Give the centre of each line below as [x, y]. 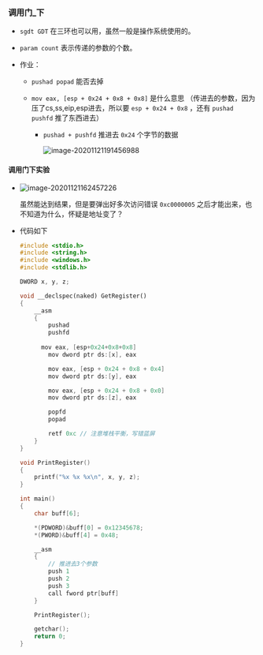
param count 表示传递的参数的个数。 [78, 48]
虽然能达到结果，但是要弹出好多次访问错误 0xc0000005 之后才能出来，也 [136, 204]
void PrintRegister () [55, 462]
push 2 [59, 578]
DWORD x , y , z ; [44, 282]
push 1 [59, 571]
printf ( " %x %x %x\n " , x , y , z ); [87, 477]
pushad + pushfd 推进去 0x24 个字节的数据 [111, 135]
